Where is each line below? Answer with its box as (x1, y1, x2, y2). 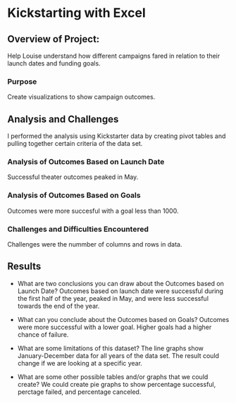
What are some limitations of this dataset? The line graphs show (17, 344, 204, 352)
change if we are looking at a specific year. (17, 359, 143, 367)
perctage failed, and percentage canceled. (17, 387, 142, 396)
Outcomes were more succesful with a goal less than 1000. (7, 206, 179, 215)
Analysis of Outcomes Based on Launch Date (7, 157, 165, 167)
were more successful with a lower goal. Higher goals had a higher (17, 323, 212, 331)
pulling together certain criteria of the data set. (7, 139, 143, 148)
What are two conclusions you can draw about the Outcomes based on (17, 279, 224, 287)
